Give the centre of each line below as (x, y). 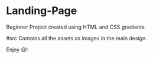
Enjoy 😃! (17, 49)
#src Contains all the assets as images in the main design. (77, 38)
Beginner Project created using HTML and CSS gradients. (76, 27)
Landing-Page (42, 11)
